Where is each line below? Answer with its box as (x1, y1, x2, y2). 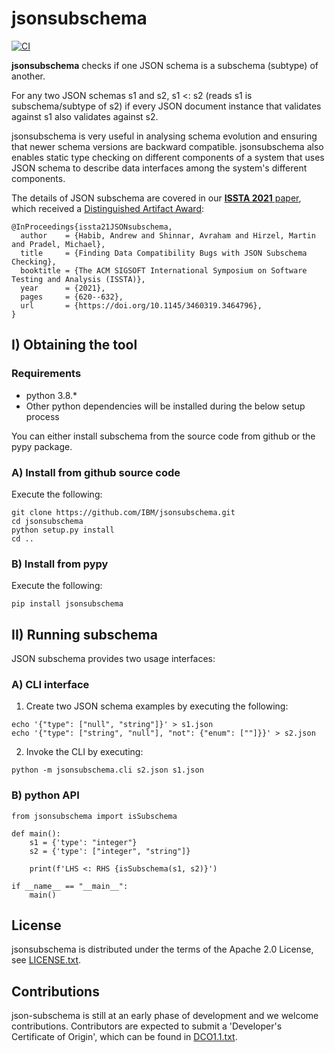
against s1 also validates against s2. (11, 110, 159, 122)
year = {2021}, (20, 283, 106, 293)
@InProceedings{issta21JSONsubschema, (11, 222, 173, 232)
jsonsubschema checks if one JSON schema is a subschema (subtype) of (11, 59, 319, 71)
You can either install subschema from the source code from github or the (11, 430, 316, 442)
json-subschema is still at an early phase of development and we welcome (11, 1010, 319, 1022)
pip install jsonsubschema (11, 599, 124, 609)
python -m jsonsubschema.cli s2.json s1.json (11, 765, 204, 776)
